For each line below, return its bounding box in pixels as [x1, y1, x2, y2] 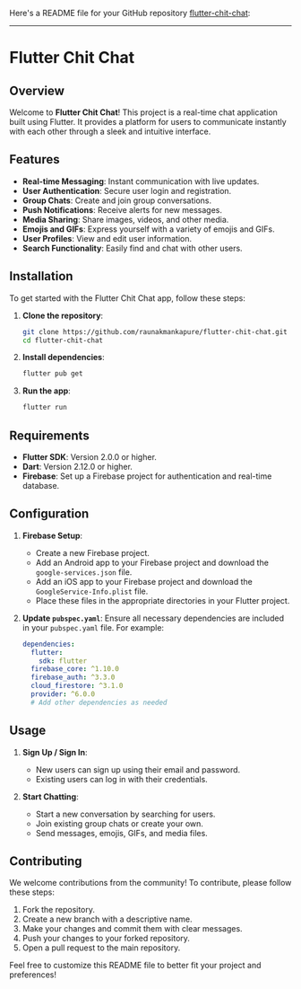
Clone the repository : [21, 310, 104, 321]
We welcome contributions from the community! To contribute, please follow [9, 878, 292, 888]
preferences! [9, 969, 56, 980]
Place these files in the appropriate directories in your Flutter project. [35, 595, 290, 605]
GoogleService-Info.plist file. [35, 586, 149, 596]
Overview [9, 83, 65, 98]
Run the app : [21, 385, 72, 396]
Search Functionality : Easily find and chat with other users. [21, 243, 244, 253]
